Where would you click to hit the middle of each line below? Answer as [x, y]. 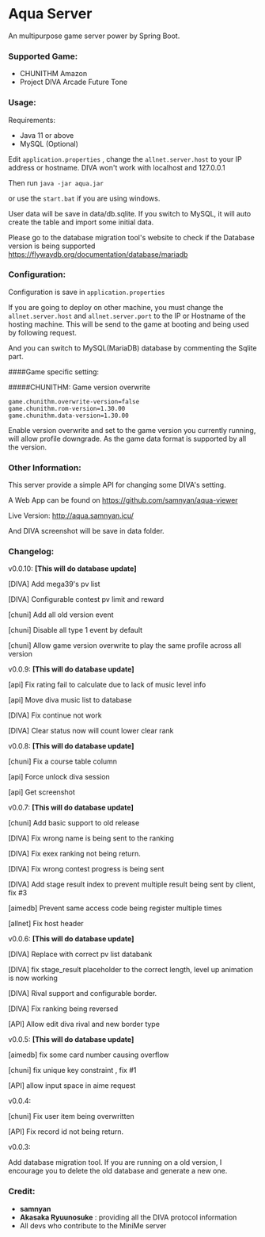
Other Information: [45, 467]
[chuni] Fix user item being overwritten [71, 1116]
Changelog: [31, 552]
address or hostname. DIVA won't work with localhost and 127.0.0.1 [117, 167]
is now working [33, 978]
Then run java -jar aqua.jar [56, 182]
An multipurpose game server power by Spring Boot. [94, 36]
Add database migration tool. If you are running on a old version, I [115, 1162]
